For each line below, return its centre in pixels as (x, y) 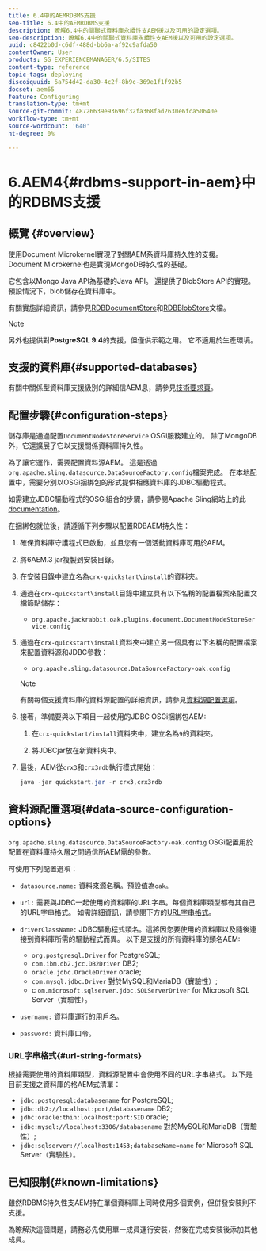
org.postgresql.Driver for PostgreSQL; (96, 955)
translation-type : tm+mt (49, 104)
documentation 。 (36, 509)
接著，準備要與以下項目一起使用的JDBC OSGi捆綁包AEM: (113, 717)
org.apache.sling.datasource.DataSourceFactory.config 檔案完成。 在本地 (129, 472)
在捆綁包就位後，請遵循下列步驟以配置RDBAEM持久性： (99, 526)
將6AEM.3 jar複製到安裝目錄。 (69, 560)
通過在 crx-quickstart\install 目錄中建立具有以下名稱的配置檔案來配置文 (139, 593)
